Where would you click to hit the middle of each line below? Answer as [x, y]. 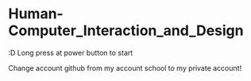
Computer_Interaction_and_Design [126, 31]
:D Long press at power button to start [71, 52]
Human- [36, 14]
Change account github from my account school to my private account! [125, 67]
